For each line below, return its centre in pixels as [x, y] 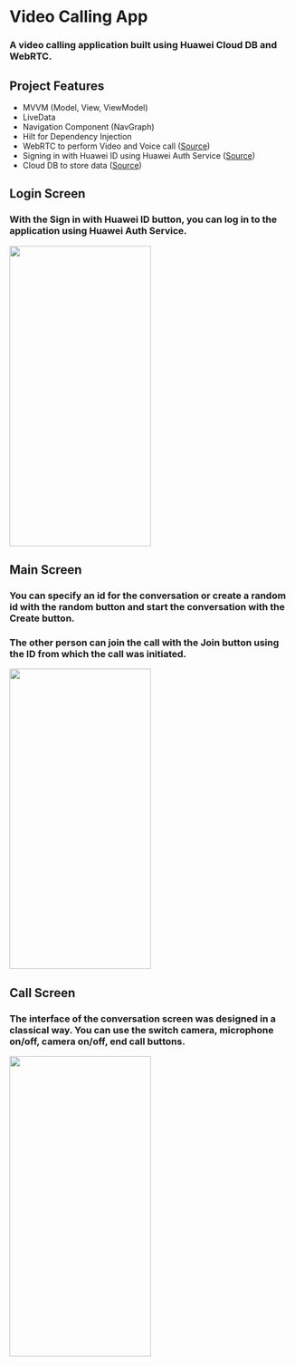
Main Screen [46, 570]
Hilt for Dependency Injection [77, 136]
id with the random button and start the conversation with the [147, 606]
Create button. [42, 618]
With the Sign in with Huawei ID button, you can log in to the [143, 219]
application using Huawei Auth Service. [98, 231]
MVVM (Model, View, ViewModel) [85, 107]
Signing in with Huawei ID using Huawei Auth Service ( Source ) [139, 155]
